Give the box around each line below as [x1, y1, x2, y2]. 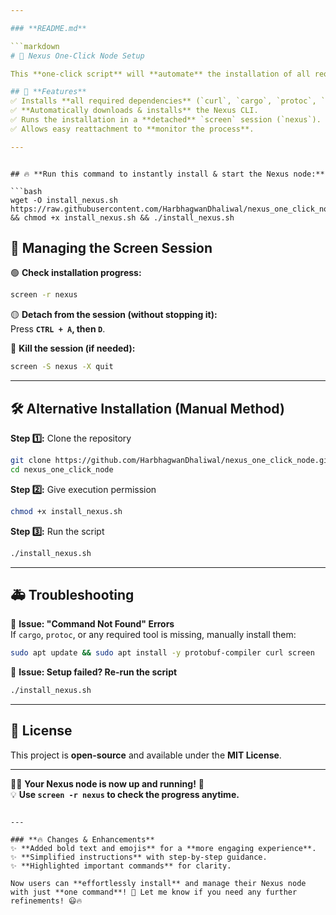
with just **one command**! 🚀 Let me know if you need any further [10, 887, 298, 897]
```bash [10, 186, 43, 196]
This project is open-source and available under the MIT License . [10, 749, 282, 761]
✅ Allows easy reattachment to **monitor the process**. [10, 124, 255, 134]
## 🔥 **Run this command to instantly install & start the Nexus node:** [10, 169, 325, 179]
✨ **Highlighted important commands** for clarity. [10, 861, 232, 871]
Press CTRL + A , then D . [10, 323, 106, 335]
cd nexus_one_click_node [10, 464, 114, 475]
